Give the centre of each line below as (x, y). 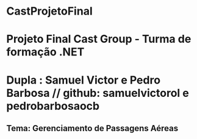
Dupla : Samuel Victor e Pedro (83, 80)
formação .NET (45, 52)
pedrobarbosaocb (53, 106)
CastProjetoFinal (49, 11)
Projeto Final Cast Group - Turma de (99, 39)
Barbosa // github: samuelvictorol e (98, 93)
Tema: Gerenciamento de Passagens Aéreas (92, 128)
